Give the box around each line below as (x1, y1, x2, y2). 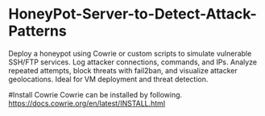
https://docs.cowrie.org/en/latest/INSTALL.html (8, 98, 166, 108)
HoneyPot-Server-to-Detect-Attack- (8, 5, 258, 23)
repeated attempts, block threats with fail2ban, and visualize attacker (8, 65, 238, 75)
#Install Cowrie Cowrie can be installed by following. (8, 89, 183, 99)
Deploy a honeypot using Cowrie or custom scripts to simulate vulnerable (8, 48, 252, 58)
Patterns (8, 22, 67, 40)
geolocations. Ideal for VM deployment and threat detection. (8, 74, 209, 84)
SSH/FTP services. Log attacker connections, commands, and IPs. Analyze (8, 57, 258, 67)
